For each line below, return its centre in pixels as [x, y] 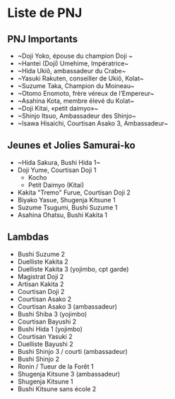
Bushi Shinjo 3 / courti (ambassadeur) [73, 351]
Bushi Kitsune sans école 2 [57, 388]
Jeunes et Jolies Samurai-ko [71, 146]
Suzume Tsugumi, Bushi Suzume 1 [67, 207]
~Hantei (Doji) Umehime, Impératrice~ [73, 63]
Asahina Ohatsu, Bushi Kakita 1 [62, 215]
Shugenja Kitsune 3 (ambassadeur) [69, 374]
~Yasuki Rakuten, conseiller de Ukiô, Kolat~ [80, 78]
